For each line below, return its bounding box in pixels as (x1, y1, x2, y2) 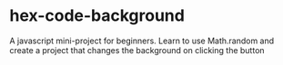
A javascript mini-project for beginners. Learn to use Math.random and (9, 35, 275, 46)
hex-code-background (9, 5, 185, 26)
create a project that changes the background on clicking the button (9, 44, 266, 55)
